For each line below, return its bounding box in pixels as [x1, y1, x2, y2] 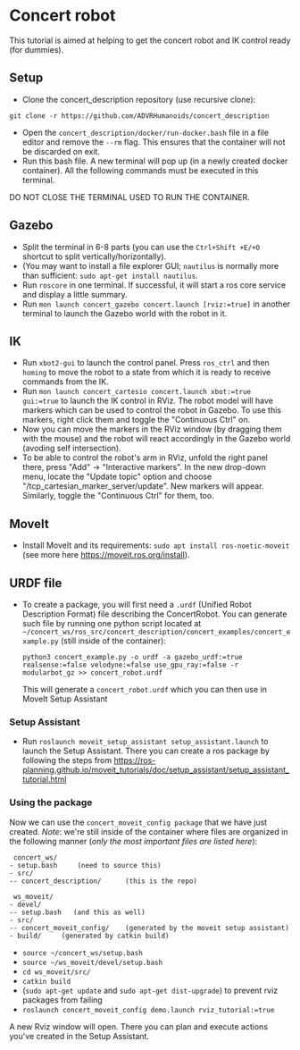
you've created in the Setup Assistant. [9, 1030, 150, 1041]
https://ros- [113, 755, 156, 766]
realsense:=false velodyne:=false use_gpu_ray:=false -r [21, 660, 239, 669]
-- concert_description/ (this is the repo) [9, 877, 198, 886]
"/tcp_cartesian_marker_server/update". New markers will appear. [21, 481, 264, 491]
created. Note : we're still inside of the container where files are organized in [9, 826, 288, 836]
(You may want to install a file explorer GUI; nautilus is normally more [21, 260, 279, 271]
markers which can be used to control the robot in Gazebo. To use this [21, 405, 281, 416]
